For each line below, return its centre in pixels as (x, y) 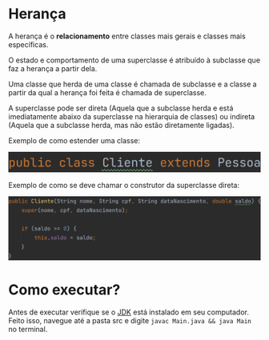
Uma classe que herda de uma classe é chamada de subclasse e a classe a (133, 84)
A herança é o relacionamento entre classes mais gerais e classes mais (127, 36)
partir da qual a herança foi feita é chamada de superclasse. (107, 92)
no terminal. (28, 330)
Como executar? (64, 290)
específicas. (28, 44)
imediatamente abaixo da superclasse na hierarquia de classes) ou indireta (132, 116)
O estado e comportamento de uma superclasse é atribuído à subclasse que (134, 60)
